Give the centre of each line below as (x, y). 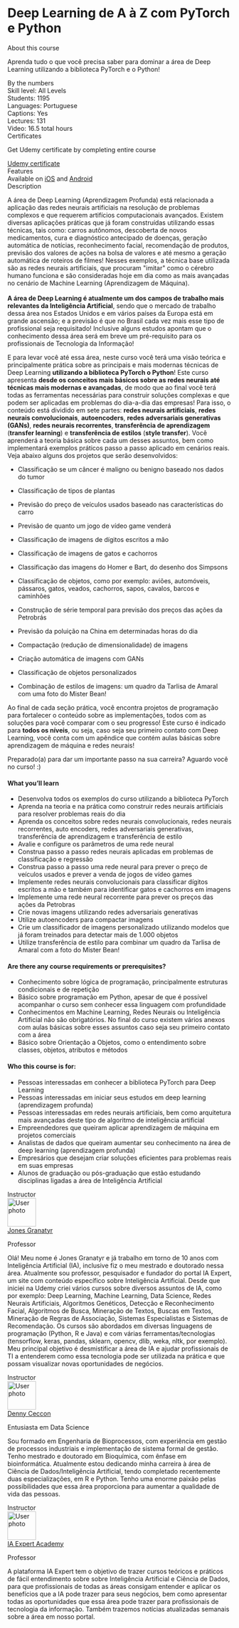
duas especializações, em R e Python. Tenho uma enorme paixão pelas (112, 1479)
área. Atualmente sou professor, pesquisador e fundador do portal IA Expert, (119, 1273)
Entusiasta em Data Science (48, 1427)
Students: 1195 (29, 98)
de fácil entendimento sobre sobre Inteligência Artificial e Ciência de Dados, (119, 1579)
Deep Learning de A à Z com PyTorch (119, 13)
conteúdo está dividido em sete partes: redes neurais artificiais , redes (112, 410)
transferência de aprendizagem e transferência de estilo (100, 836)
